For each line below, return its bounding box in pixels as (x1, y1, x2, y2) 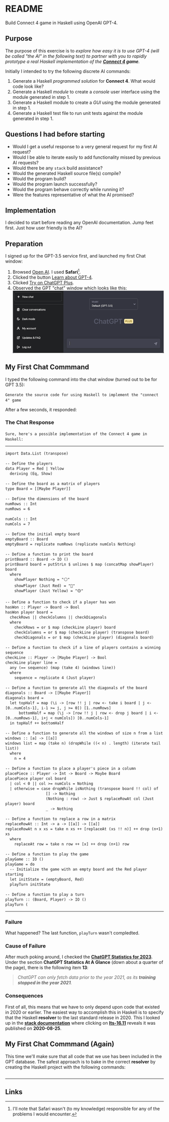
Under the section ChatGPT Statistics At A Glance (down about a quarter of (5, 959, 163, 965)
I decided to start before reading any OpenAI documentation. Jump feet (5, 220, 154, 226)
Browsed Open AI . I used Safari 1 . (12, 268, 81, 275)
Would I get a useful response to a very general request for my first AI (12, 143, 157, 149)
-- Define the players (5, 461, 53, 466)
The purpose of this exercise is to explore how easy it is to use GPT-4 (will (5, 47, 159, 53)
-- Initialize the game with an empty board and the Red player (10, 866, 147, 872)
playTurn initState (10, 882, 51, 887)
